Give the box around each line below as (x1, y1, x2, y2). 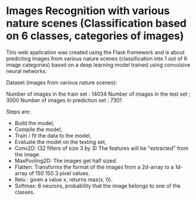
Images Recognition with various (6, 4, 170, 18)
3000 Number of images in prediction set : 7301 (6, 96, 122, 104)
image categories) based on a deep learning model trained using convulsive (6, 61, 191, 68)
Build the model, (14, 119, 55, 126)
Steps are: (6, 108, 31, 115)
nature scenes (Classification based (6, 17, 187, 30)
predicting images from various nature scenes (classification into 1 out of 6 (6, 55, 187, 62)
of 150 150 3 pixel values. (28, 169, 90, 176)
